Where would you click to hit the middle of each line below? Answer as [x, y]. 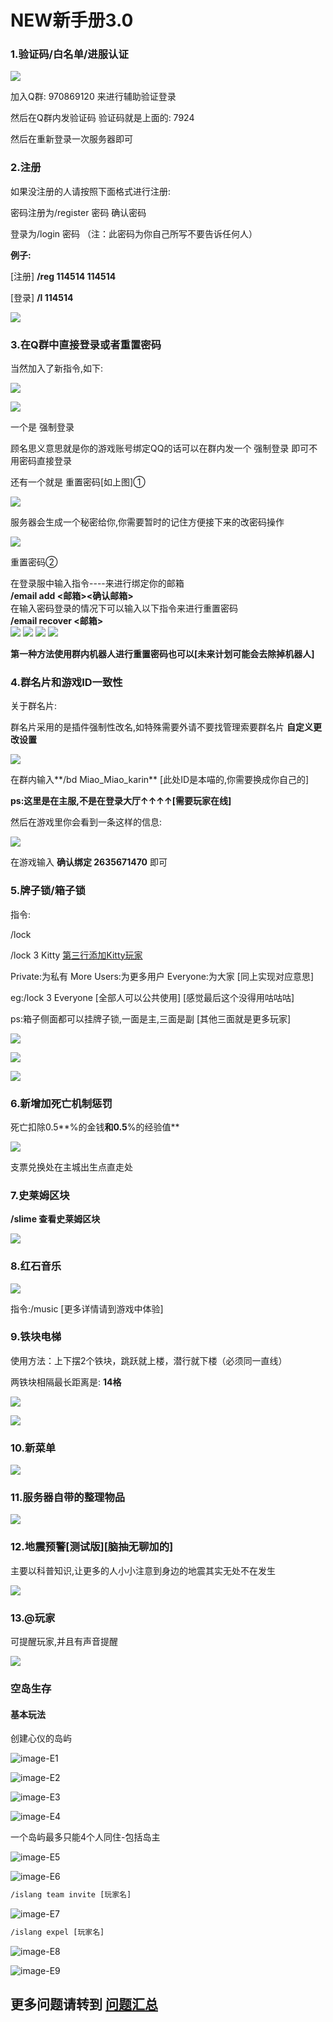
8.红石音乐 [36, 1266]
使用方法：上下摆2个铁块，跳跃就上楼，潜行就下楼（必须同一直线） [149, 1360]
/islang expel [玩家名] [57, 1932]
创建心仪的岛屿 [41, 1738]
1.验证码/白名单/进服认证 [69, 54]
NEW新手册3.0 [72, 20]
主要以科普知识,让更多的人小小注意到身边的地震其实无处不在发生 [143, 1570]
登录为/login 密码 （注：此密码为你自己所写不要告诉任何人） [134, 233]
